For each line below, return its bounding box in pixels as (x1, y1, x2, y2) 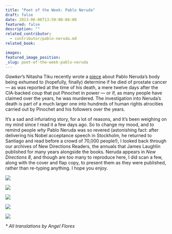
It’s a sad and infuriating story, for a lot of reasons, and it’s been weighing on (5, 116, 167, 122)
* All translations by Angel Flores (5, 223, 75, 229)
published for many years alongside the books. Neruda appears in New (5, 149, 156, 155)
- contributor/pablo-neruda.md (10, 36, 77, 41)
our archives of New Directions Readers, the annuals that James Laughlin (5, 143, 161, 150)
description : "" (5, 27, 40, 32)
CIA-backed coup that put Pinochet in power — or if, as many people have (5, 90, 163, 96)
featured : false (5, 22, 40, 27)
